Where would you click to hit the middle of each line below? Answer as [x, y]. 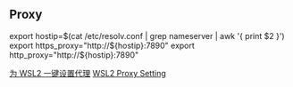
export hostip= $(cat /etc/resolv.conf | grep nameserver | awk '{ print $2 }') [147, 36]
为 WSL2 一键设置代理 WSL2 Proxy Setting [88, 73]
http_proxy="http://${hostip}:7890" [74, 55]
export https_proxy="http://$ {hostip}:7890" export [102, 45]
